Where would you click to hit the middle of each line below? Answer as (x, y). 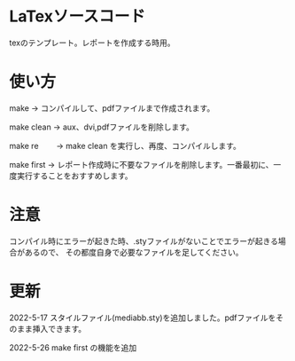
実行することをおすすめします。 (74, 176)
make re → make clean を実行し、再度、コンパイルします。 (125, 145)
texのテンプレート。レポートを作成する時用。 (92, 43)
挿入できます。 (59, 328)
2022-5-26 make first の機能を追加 (73, 347)
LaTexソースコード (78, 16)
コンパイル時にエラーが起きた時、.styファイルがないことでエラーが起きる (144, 241)
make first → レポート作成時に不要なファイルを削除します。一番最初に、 (141, 164)
